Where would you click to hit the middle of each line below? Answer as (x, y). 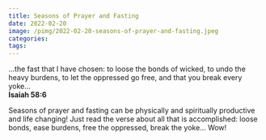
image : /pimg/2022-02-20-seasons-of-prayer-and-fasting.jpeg (114, 31)
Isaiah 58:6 (27, 95)
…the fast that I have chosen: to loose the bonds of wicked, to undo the (127, 69)
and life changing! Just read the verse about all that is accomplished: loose (133, 119)
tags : (17, 46)
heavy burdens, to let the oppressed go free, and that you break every (125, 78)
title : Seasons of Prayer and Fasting (74, 16)
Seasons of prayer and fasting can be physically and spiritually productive (132, 111)
